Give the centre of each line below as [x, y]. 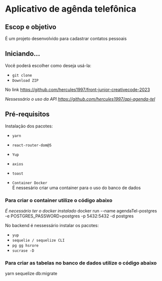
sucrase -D [23, 251]
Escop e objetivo [31, 27]
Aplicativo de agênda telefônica [71, 9]
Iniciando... [23, 54]
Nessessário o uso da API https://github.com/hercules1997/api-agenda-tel [80, 99]
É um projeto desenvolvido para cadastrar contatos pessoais [66, 38]
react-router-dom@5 [32, 145]
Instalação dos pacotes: [29, 126]
